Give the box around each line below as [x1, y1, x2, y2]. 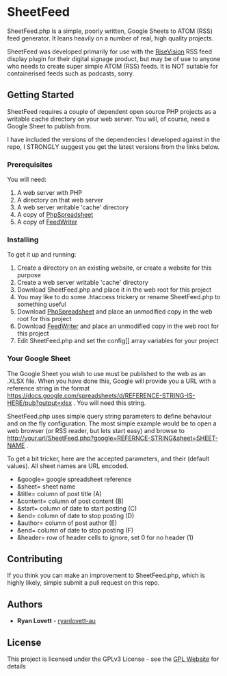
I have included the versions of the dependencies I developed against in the [7, 135, 221, 143]
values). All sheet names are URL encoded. [7, 461, 129, 470]
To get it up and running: [7, 250, 77, 259]
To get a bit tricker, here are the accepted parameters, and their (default [7, 454, 210, 463]
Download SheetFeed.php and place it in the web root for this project [16, 285, 212, 294]
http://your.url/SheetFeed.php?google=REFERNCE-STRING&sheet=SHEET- [7, 434, 219, 442]
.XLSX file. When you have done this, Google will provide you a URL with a [7, 377, 217, 385]
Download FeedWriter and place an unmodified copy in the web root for [16, 322, 219, 330]
